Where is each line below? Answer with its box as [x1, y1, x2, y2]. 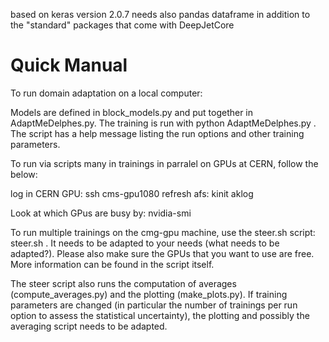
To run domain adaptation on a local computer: [10, 87, 203, 99]
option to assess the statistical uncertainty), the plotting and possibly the [10, 309, 310, 321]
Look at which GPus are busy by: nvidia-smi [10, 207, 192, 219]
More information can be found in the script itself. [10, 258, 215, 270]
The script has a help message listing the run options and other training [10, 127, 305, 139]
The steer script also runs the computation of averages [10, 277, 237, 289]
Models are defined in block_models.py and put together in [10, 106, 254, 118]
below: [10, 168, 38, 180]
